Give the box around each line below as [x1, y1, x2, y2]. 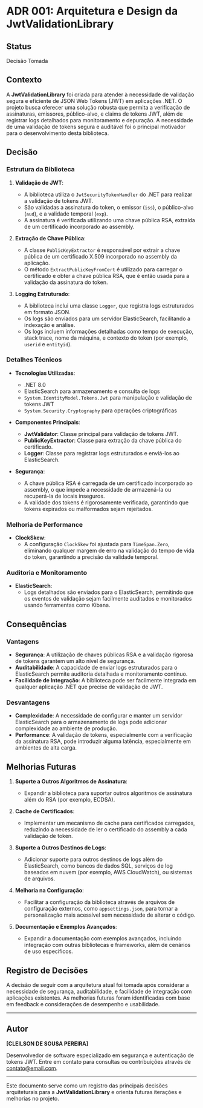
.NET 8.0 [24, 381, 47, 388]
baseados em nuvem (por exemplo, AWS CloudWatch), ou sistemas [24, 869, 193, 876]
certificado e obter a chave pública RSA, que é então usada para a [24, 272, 190, 279]
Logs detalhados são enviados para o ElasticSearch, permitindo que [24, 589, 194, 596]
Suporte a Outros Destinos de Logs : [14, 844, 107, 851]
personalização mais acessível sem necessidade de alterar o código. [24, 911, 196, 918]
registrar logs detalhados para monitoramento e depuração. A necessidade [6, 116, 193, 124]
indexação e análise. [24, 321, 76, 328]
